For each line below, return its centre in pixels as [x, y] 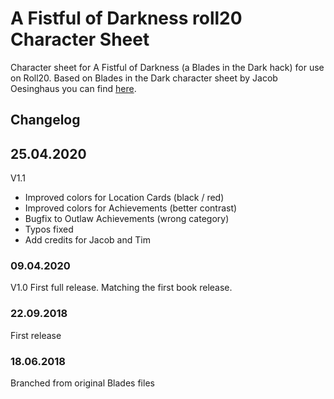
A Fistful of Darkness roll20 [126, 18]
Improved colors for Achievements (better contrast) [131, 208]
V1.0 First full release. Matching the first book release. [121, 288]
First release [36, 335]
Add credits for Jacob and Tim [87, 240]
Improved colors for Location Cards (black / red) [124, 198]
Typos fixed [49, 229]
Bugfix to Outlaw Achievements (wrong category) [127, 219]
